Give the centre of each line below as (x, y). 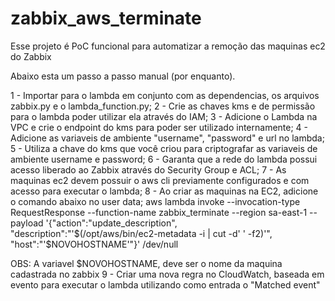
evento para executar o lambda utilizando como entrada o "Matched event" (165, 284)
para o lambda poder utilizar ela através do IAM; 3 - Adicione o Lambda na (164, 116)
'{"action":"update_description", (111, 223)
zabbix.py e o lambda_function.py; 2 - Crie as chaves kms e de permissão (163, 106)
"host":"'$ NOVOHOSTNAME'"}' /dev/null (94, 244)
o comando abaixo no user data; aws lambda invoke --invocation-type (155, 201)
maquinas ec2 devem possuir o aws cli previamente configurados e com (160, 180)
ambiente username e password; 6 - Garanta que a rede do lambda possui (164, 159)
